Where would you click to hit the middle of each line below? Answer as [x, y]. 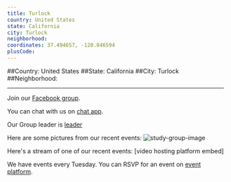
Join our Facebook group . [44, 98]
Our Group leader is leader [45, 125]
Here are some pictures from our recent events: [75, 138]
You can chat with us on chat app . [55, 111]
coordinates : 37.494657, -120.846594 [61, 45]
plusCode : [21, 52]
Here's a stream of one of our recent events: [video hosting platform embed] [115, 151]
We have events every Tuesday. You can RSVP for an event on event [104, 164]
